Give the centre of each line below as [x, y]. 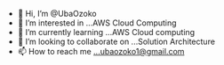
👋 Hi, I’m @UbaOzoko [57, 14]
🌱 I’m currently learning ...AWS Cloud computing [106, 32]
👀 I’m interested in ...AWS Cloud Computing [97, 23]
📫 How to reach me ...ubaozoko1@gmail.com [101, 51]
